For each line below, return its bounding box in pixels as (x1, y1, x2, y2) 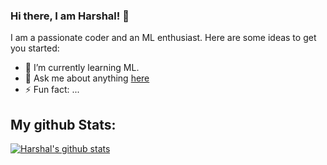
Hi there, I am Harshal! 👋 (10, 9, 130, 23)
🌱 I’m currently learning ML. (24, 62, 140, 74)
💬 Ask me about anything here (24, 72, 150, 84)
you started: (10, 42, 60, 54)
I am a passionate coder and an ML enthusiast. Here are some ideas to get (10, 32, 317, 44)
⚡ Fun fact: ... (24, 84, 80, 96)
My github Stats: (10, 116, 117, 133)
